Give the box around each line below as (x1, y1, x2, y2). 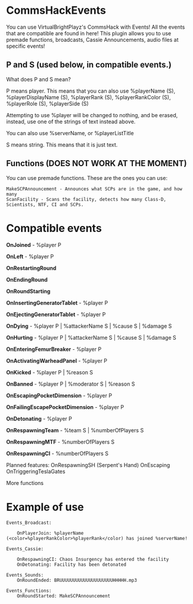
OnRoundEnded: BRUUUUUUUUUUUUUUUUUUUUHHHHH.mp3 (17, 578, 137, 584)
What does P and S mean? (6, 75, 71, 83)
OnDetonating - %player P (6, 415, 73, 422)
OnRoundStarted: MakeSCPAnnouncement (17, 593, 111, 599)
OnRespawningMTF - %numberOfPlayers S (6, 438, 115, 446)
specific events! (6, 42, 45, 50)
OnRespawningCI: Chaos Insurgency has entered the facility (17, 557, 169, 563)
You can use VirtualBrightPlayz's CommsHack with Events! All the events (6, 23, 185, 30)
